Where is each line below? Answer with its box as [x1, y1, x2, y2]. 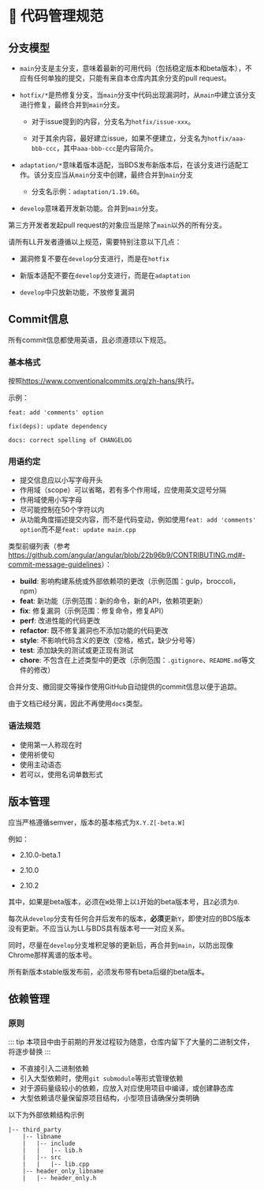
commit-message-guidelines [8, 559, 102, 569]
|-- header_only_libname [22, 1167, 104, 1176]
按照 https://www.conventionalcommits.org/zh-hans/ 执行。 [8, 376, 199, 386]
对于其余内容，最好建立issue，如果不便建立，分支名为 [31, 133, 208, 143]
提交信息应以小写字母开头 [19, 475, 103, 485]
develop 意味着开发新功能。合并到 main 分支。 [19, 204, 163, 213]
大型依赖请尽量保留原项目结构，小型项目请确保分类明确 [19, 1094, 199, 1103]
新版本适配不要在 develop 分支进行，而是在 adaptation [19, 271, 191, 280]
